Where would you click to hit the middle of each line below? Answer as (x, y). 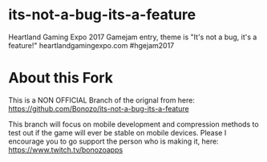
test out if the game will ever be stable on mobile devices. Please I (117, 132)
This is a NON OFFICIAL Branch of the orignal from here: (101, 100)
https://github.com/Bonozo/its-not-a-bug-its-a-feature (99, 108)
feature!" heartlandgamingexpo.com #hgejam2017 (91, 45)
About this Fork (61, 78)
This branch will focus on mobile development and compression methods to (133, 124)
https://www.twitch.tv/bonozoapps (66, 149)
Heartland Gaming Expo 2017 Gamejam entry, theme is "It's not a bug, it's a (133, 37)
